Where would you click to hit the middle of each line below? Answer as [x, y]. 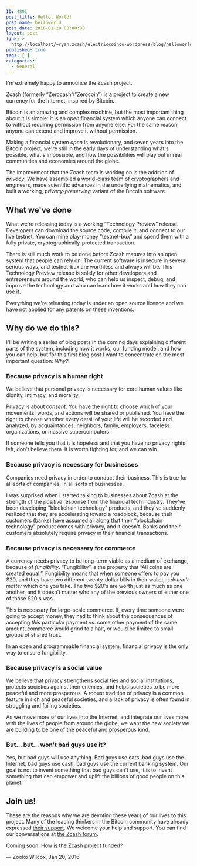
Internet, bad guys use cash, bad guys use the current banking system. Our [97, 764]
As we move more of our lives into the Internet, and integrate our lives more [97, 717]
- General [23, 66]
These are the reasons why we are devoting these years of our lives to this [96, 815]
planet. [14, 783]
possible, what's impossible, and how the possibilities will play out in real [94, 155]
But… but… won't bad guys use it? [56, 745]
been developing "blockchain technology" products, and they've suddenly [96, 508]
